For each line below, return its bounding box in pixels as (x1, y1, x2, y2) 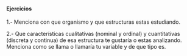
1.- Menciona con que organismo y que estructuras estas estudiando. (6, 18, 181, 26)
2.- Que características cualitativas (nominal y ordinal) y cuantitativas (6, 30, 181, 38)
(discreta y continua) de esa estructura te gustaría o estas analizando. (6, 37, 182, 44)
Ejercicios (6, 5, 32, 12)
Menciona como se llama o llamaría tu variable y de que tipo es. (6, 43, 166, 51)
